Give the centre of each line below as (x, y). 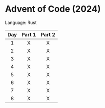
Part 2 (48, 34)
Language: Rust (21, 22)
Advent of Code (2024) (53, 9)
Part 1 (29, 34)
